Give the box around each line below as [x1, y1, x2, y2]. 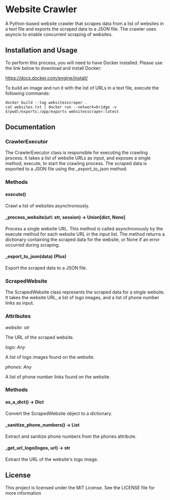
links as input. [5, 300, 35, 306]
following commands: [5, 90, 50, 96]
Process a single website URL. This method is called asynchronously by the [5, 225, 163, 231]
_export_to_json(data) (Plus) [5, 253, 67, 259]
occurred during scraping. [5, 242, 60, 248]
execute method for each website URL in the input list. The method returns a [5, 231, 165, 237]
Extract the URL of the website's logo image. [5, 456, 98, 462]
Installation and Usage [5, 46, 78, 55]
